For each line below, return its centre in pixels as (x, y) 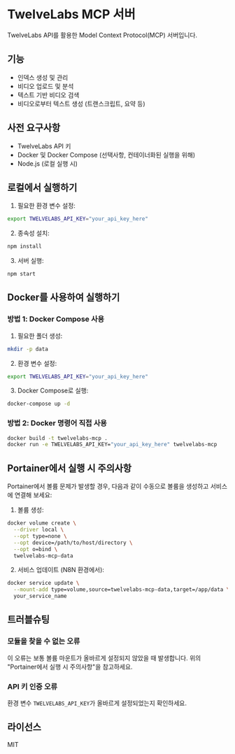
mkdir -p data (28, 349)
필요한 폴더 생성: (40, 336)
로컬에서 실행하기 (42, 187)
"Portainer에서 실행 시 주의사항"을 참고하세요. (70, 667)
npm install (24, 247)
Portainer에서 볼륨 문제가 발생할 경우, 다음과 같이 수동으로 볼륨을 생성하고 (108, 486)
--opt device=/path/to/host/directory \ (73, 543)
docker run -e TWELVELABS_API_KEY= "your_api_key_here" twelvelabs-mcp (112, 445)
